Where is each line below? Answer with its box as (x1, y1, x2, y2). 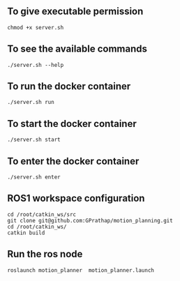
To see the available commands (7, 43, 148, 55)
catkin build (7, 229, 45, 236)
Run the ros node (7, 248, 83, 260)
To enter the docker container (7, 155, 140, 167)
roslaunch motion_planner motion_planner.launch (7, 266, 155, 274)
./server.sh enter (7, 174, 61, 181)
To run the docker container (7, 80, 131, 93)
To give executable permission (7, 6, 144, 17)
